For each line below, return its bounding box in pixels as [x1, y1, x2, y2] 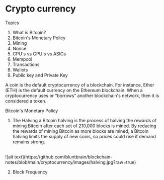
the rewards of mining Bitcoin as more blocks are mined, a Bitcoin [12, 128, 149, 134]
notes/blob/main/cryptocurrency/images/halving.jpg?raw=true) [5, 159, 136, 165]
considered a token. [5, 98, 47, 104]
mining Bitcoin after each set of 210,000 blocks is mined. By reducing [12, 123, 157, 129]
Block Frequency [12, 169, 48, 175]
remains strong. [12, 139, 45, 145]
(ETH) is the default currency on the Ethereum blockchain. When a [5, 87, 143, 93]
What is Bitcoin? [12, 29, 46, 35]
